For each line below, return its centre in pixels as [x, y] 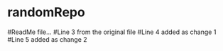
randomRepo [46, 12]
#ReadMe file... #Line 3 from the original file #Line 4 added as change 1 [112, 32]
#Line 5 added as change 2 [47, 39]
